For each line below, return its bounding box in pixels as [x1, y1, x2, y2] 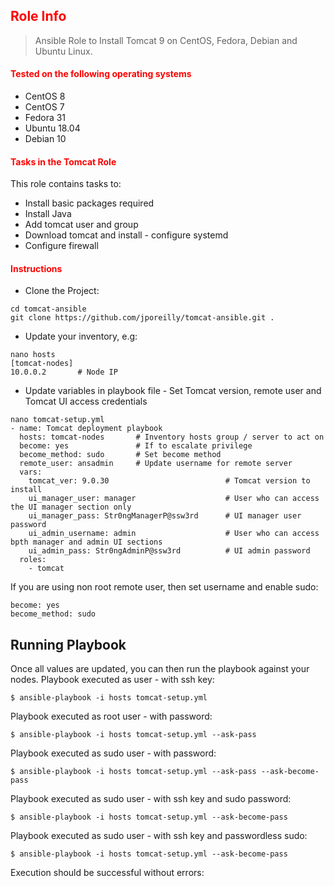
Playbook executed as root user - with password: [10, 710, 213, 723]
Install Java [24, 208, 72, 220]
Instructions [10, 262, 63, 274]
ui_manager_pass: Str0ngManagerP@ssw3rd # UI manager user [28, 511, 302, 521]
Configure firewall [24, 240, 99, 252]
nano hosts [10, 350, 56, 360]
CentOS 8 [24, 90, 66, 103]
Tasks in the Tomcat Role [10, 155, 117, 168]
